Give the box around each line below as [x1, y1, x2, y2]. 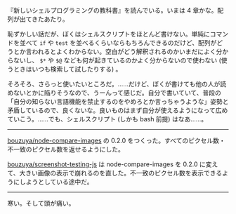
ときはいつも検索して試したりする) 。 [13, 65, 122, 73]
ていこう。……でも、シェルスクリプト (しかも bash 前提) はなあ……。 [7, 115, 208, 123]
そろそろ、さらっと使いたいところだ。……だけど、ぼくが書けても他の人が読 [7, 80, 227, 88]
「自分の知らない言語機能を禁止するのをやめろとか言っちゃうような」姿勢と [7, 98, 229, 105]
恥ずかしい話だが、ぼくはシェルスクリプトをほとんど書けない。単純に [7, 30, 211, 38]
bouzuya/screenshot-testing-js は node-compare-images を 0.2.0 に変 [7, 160, 212, 168]
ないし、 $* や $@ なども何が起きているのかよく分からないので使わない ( [13, 56, 221, 65]
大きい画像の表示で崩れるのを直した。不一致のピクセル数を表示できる [19, 169, 223, 177]
